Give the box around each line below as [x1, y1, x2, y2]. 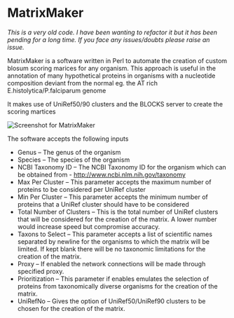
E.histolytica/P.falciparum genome [7, 86, 106, 95]
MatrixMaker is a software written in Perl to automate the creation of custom [7, 56, 228, 64]
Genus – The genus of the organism [17, 148, 121, 156]
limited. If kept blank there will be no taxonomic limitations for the [17, 244, 206, 253]
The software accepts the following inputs [7, 134, 129, 143]
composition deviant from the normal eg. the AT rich [7, 78, 158, 87]
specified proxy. [17, 267, 64, 275]
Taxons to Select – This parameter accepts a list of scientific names [17, 230, 212, 238]
